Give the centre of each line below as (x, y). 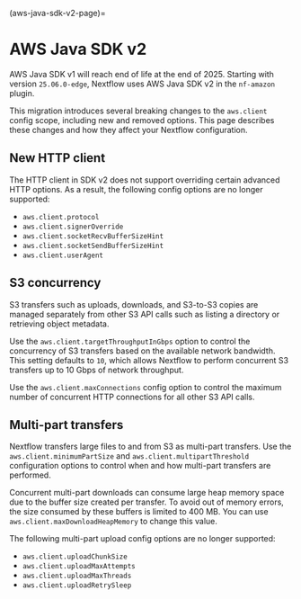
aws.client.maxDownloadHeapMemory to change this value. (114, 522)
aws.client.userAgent (62, 255)
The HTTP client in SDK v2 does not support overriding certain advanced (145, 180)
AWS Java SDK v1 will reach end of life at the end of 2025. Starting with (142, 74)
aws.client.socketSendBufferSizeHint (93, 246)
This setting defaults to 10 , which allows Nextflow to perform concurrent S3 (149, 360)
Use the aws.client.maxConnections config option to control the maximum (146, 387)
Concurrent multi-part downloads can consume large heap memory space (147, 493)
